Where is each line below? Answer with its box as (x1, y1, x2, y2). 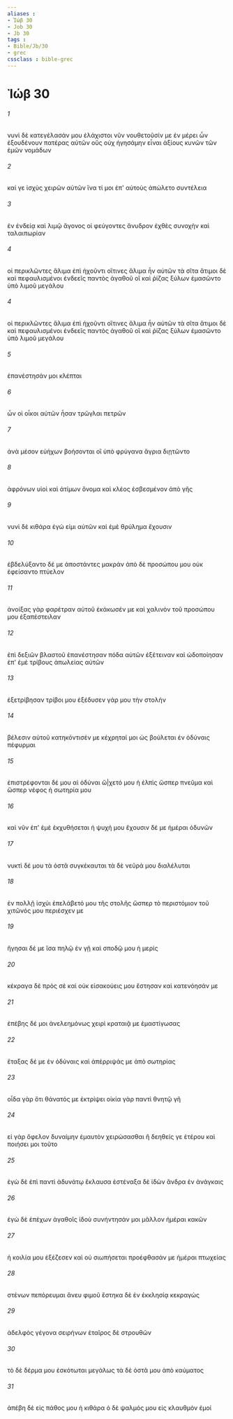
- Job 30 (7, 23, 33, 30)
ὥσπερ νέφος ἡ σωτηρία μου (7, 786, 92, 794)
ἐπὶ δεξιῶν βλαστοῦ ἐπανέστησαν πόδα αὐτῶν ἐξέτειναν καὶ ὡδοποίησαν (7, 650, 223, 658)
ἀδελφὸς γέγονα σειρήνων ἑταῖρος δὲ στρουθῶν (7, 1329, 152, 1337)
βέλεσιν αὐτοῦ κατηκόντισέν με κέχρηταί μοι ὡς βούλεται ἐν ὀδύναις (7, 733, 211, 742)
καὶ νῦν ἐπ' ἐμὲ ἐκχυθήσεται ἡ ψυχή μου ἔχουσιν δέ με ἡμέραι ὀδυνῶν (7, 824, 213, 832)
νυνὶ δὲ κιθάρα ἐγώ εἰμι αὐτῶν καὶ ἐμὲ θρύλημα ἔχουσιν (7, 522, 172, 530)
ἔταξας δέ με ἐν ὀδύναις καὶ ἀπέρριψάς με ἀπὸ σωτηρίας (7, 1057, 176, 1066)
